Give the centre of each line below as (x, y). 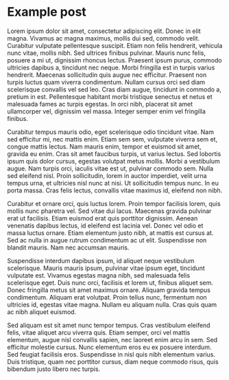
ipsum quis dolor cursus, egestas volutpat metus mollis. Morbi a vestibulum (114, 161)
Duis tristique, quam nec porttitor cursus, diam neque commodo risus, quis (113, 361)
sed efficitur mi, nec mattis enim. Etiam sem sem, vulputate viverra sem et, (112, 139)
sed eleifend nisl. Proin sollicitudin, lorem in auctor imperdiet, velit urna (107, 175)
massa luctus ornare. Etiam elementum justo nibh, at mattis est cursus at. (110, 233)
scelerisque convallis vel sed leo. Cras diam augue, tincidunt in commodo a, (114, 89)
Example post (47, 12)
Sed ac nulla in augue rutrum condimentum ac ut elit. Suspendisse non (107, 240)
